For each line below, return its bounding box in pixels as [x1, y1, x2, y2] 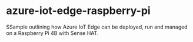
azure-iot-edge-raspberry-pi [6, 4, 151, 17]
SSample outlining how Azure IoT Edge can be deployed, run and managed [6, 23, 188, 30]
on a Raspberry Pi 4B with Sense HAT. [6, 29, 99, 36]
